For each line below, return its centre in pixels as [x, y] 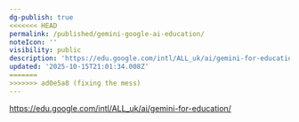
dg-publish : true [41, 17]
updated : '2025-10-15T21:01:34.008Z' [79, 67]
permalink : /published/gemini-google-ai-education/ [107, 34]
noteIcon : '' [33, 42]
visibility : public [45, 50]
